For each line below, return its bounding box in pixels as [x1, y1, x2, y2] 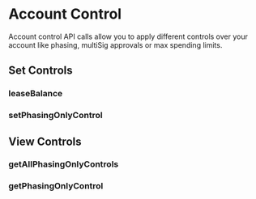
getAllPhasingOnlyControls [8, 159, 119, 170]
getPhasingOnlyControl [8, 180, 104, 192]
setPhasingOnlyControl [8, 110, 103, 121]
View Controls [8, 134, 82, 148]
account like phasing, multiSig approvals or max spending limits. [8, 40, 223, 49]
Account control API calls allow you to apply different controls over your [8, 32, 249, 41]
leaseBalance [8, 88, 63, 99]
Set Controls [8, 64, 73, 78]
